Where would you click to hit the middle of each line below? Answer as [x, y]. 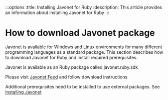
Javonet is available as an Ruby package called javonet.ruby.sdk [72, 67]
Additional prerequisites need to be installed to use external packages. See [82, 86]
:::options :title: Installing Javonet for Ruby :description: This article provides [84, 7]
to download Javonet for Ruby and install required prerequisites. [71, 57]
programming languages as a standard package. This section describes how [84, 52]
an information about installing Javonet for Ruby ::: [57, 13]
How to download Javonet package [80, 33]
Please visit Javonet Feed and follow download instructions [66, 77]
